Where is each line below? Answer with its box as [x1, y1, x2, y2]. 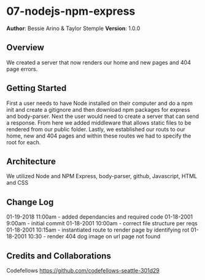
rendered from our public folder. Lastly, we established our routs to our [6, 125, 185, 133]
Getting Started [6, 83, 67, 93]
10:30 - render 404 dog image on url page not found [28, 233, 161, 240]
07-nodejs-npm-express [6, 4, 136, 18]
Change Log [6, 196, 54, 207]
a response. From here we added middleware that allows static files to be [6, 119, 191, 126]
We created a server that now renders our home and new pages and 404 [6, 58, 191, 66]
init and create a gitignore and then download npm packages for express [6, 106, 190, 113]
